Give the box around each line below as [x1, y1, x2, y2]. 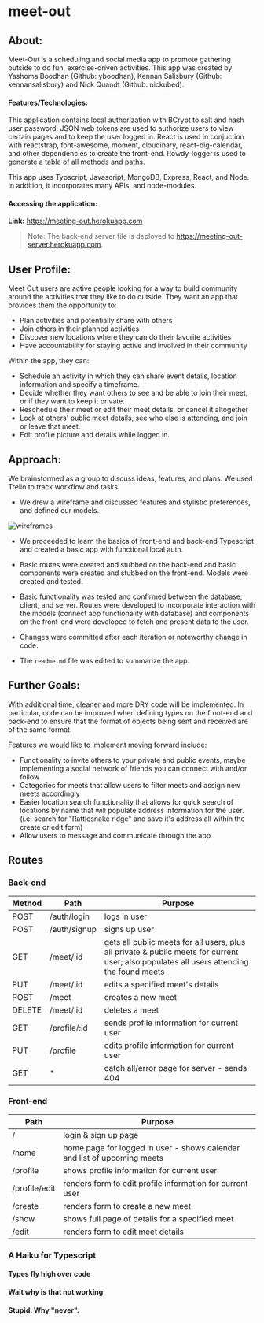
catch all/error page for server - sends [104, 1062, 247, 1073]
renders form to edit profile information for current [62, 1177, 249, 1188]
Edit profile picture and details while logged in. [19, 430, 170, 440]
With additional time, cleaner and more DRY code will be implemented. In [8, 700, 244, 709]
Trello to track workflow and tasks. [8, 482, 120, 492]
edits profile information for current [104, 1039, 234, 1050]
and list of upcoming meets [62, 1152, 163, 1163]
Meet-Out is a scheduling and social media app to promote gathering [8, 54, 232, 64]
